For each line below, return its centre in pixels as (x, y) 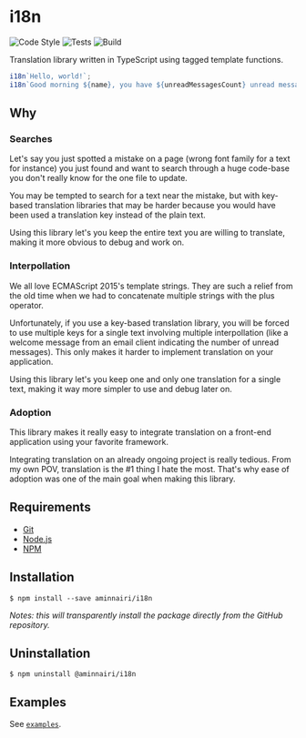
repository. (30, 624)
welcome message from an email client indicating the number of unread (144, 342)
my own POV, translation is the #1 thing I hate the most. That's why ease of (149, 469)
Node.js (37, 539)
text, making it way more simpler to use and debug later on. (121, 389)
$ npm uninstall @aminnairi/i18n (73, 674)
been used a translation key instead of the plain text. (108, 215)
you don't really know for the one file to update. (99, 178)
